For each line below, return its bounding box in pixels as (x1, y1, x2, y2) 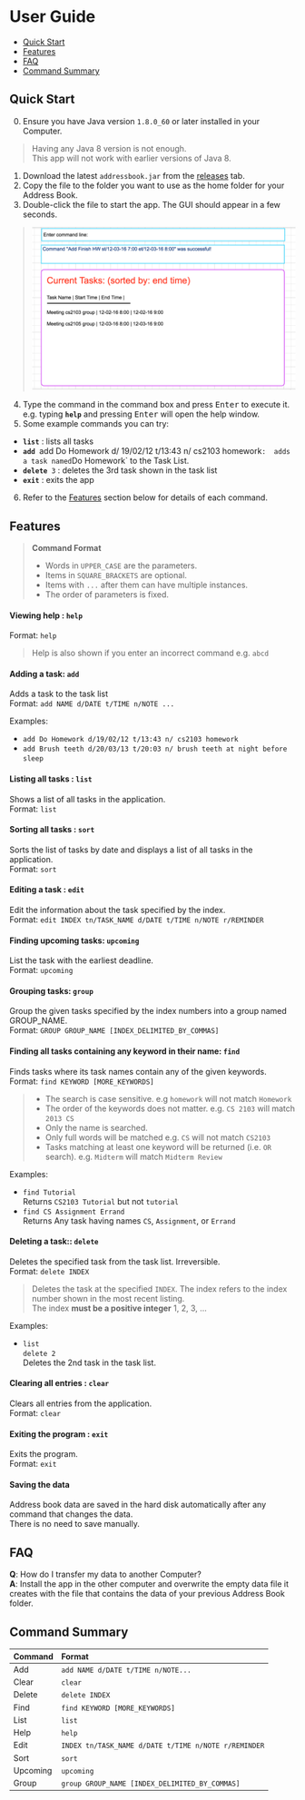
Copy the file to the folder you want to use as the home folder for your (22, 180, 285, 191)
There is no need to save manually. (9, 1519, 141, 1530)
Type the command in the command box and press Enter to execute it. (22, 399, 290, 410)
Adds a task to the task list (9, 688, 109, 700)
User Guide (9, 6, 96, 27)
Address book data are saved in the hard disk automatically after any (9, 1500, 267, 1510)
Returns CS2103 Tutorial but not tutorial (22, 1195, 179, 1206)
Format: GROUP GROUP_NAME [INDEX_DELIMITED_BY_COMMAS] (9, 1025, 220, 1036)
